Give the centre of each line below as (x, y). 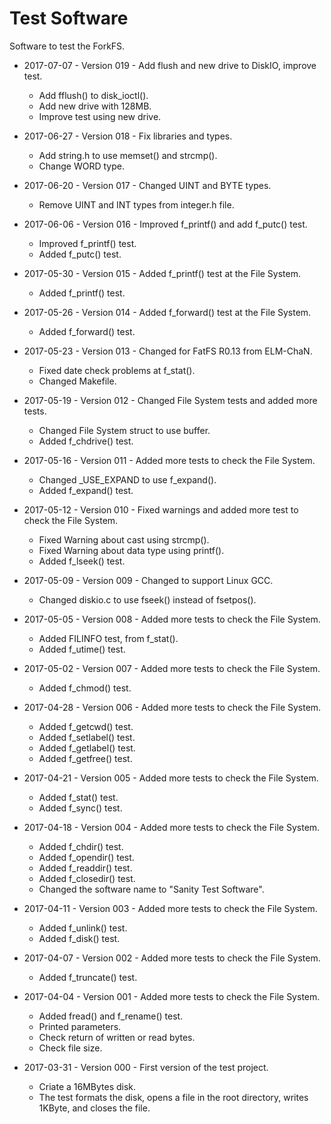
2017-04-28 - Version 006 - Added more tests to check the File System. (172, 707)
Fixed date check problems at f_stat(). (117, 370)
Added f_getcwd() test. (86, 726)
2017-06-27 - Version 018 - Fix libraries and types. (128, 136)
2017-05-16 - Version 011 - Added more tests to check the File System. (169, 460)
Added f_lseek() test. (82, 561)
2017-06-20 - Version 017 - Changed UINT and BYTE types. (147, 185)
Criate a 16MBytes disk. (87, 1086)
